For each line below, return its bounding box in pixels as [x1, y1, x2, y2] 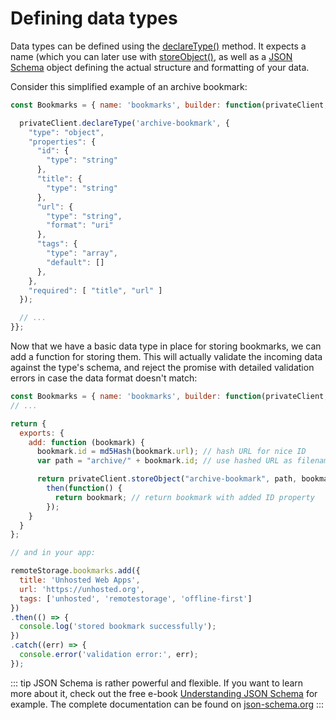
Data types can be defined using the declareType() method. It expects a [10, 40, 307, 52]
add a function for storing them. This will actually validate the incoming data [10, 351, 323, 363]
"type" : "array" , [46, 248, 118, 259]
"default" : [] [46, 257, 105, 267]
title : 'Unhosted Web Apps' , [19, 575, 141, 586]
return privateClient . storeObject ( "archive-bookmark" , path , [36, 474, 298, 484]
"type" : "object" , [28, 127, 105, 137]
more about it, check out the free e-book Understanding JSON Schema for [10, 687, 318, 699]
